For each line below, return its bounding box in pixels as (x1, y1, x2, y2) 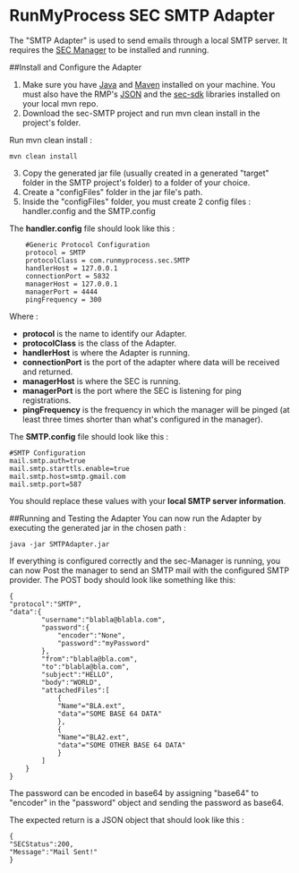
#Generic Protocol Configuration (25, 240, 150, 249)
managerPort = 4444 (25, 287, 98, 296)
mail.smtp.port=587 (9, 480, 82, 489)
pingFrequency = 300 (25, 295, 102, 304)
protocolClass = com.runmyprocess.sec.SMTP (25, 256, 191, 265)
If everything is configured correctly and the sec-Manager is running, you (9, 555, 281, 566)
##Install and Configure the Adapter (9, 62, 141, 73)
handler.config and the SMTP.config (21, 205, 157, 216)
